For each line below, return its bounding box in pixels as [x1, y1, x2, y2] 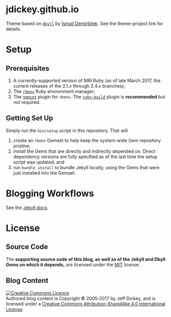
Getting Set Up [6, 114, 53, 123]
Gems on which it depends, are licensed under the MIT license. [6, 261, 140, 268]
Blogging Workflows [6, 188, 94, 199]
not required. [13, 99, 41, 105]
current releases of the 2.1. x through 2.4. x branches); [13, 83, 126, 89]
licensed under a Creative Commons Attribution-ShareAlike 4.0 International [6, 301, 166, 307]
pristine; [13, 143, 31, 149]
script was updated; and [13, 159, 65, 165]
